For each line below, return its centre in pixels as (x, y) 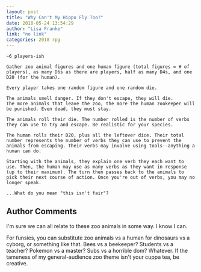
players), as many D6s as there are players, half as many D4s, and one (99, 72)
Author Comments (42, 212)
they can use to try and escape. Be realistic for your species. (90, 125)
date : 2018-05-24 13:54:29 (40, 23)
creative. (17, 263)
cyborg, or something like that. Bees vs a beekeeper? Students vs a (90, 244)
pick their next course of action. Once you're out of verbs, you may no (101, 178)
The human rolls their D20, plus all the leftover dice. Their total (95, 135)
